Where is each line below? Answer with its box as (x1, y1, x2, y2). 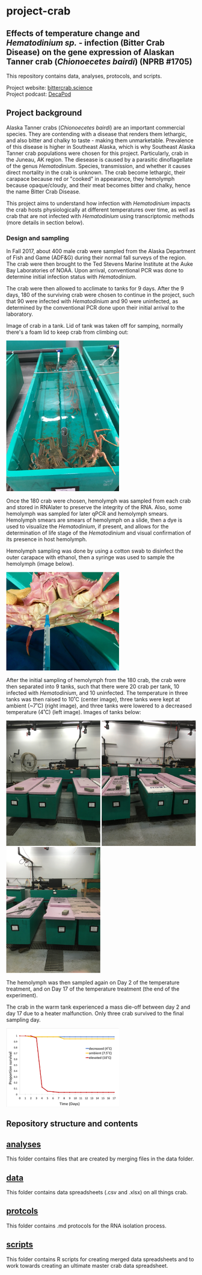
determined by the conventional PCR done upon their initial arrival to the (6, 304, 185, 312)
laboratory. (6, 310, 33, 318)
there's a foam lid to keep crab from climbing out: (6, 328, 129, 336)
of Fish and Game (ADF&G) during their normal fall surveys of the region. (6, 254, 187, 262)
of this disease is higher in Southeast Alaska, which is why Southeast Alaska (6, 143, 195, 150)
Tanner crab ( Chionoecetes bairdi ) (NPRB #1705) (6, 56, 192, 67)
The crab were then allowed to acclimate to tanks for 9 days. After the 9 (6, 285, 185, 292)
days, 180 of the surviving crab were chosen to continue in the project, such (6, 291, 195, 299)
